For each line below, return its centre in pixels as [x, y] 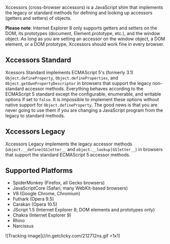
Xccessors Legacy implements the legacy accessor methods [69, 144]
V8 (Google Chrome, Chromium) [46, 194]
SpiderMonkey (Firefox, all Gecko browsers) [59, 183]
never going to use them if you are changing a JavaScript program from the [84, 110]
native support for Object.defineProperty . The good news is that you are [81, 105]
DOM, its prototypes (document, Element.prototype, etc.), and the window [83, 33]
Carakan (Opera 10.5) [35, 204]
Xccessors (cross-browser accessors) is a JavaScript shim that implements [84, 7]
